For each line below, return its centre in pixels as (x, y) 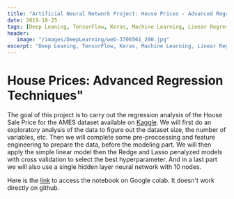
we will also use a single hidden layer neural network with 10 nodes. (104, 167)
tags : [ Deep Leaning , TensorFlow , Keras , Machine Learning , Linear (107, 27)
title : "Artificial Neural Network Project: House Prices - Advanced (110, 14)
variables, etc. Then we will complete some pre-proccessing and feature (111, 137)
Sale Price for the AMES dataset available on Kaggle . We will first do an (109, 122)
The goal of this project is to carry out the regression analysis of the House (115, 115)
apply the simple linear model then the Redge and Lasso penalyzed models (115, 152)
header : (18, 33)
